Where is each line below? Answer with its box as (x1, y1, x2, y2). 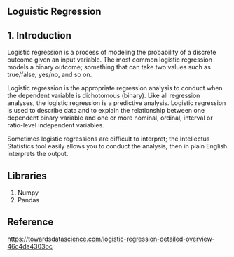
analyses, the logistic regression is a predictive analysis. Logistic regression (7, 99, 226, 107)
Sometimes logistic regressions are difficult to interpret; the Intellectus (7, 134, 210, 143)
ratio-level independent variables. (7, 121, 105, 130)
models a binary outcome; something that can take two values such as (7, 63, 212, 71)
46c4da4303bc (7, 242, 53, 251)
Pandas (17, 196, 40, 204)
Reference (7, 216, 54, 228)
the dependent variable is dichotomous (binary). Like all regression (7, 91, 200, 100)
